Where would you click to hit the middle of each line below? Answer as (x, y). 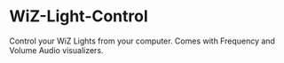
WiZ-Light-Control (79, 16)
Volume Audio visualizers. (56, 50)
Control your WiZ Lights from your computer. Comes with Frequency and (142, 41)
